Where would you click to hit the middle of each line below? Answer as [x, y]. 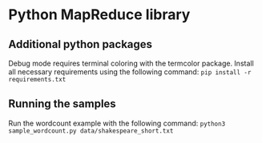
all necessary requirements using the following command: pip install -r [130, 72]
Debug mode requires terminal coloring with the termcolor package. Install [131, 63]
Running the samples [62, 104]
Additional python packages [81, 44]
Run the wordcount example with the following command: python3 [117, 123]
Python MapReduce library [99, 15]
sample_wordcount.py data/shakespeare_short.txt [91, 131]
